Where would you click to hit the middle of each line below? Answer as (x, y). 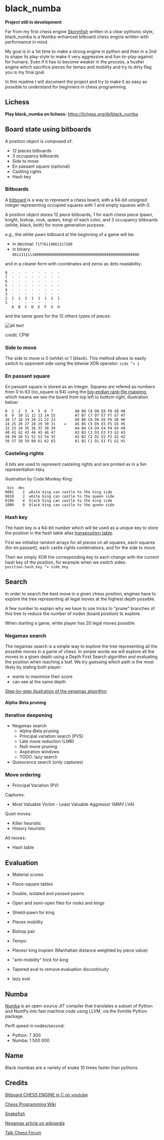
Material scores (28, 875)
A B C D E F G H (36, 307)
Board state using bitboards (48, 129)
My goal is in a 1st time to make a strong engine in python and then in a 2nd (81, 51)
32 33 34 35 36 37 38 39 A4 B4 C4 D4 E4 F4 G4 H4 (65, 428)
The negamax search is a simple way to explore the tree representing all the (81, 646)
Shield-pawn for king (33, 913)
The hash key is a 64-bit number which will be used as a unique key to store (82, 528)
